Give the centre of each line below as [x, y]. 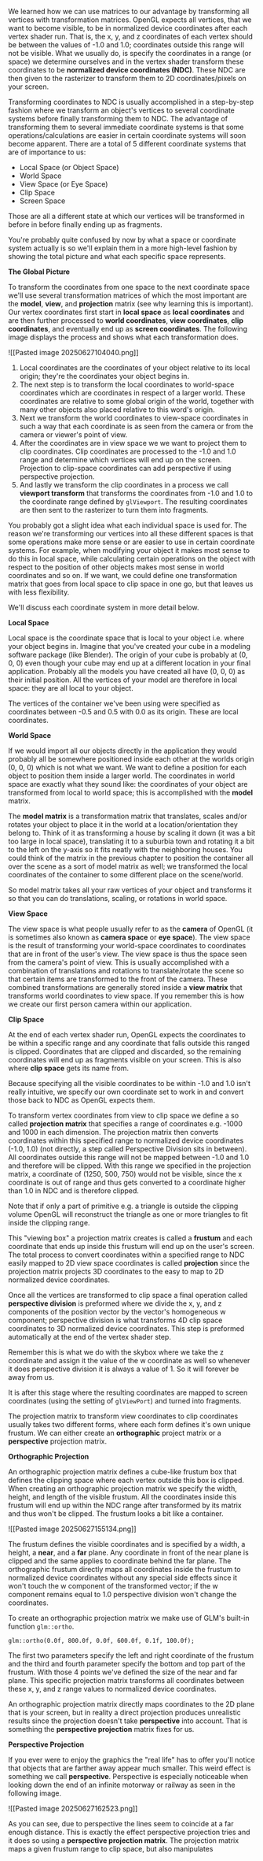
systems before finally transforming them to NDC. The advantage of [118, 119]
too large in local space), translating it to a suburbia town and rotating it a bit [131, 841]
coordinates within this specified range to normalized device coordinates [126, 1140]
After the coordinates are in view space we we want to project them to [133, 443]
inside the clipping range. [49, 1223]
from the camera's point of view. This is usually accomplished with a [119, 962]
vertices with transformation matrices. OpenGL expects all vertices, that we [130, 20]
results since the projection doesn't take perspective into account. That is [128, 1721]
